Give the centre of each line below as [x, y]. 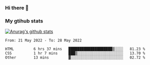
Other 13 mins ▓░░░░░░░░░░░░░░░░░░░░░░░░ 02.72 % [75, 58]
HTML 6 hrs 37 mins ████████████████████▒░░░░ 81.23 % [75, 49]
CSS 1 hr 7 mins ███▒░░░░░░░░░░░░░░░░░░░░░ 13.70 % [75, 53]
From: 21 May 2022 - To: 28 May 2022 [43, 41]
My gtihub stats [24, 21]
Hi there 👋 [17, 8]
